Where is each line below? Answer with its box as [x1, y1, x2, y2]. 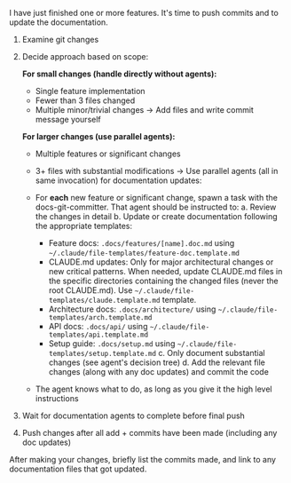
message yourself [35, 115, 102, 124]
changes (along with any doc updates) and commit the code [48, 367, 269, 376]
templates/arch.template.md [48, 313, 153, 322]
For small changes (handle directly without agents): [21, 68, 217, 79]
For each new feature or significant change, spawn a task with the [35, 193, 278, 202]
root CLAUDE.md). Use [48, 285, 133, 296]
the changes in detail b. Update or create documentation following [35, 211, 278, 221]
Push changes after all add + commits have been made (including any [21, 428, 278, 438]
